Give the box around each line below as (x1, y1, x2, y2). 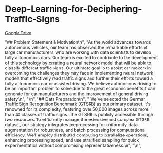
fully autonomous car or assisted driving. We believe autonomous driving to (5, 80, 157, 86)
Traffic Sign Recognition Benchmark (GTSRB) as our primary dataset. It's (5, 101, 151, 107)
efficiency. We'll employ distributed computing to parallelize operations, (5, 132, 149, 138)
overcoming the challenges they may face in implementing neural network (5, 70, 154, 76)
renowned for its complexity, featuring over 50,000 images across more (5, 106, 149, 112)
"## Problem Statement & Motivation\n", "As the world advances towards (5, 39, 151, 45)
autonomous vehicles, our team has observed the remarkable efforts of (5, 44, 148, 50)
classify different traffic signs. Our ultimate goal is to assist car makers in (5, 65, 151, 71)
